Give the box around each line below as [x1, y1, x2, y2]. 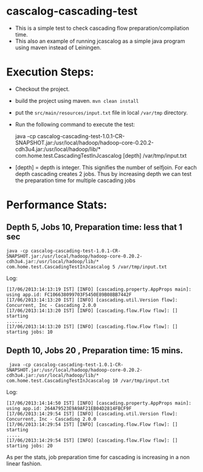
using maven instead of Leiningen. [15, 44, 101, 51]
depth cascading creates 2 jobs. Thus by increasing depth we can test [15, 170, 192, 177]
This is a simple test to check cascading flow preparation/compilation [15, 24, 190, 32]
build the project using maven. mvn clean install [15, 97, 139, 104]
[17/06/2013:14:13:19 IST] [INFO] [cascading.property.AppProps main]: [6, 286, 191, 292]
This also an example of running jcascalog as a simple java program [15, 37, 185, 44]
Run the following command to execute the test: [15, 121, 136, 128]
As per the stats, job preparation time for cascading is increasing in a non [6, 453, 190, 460]
